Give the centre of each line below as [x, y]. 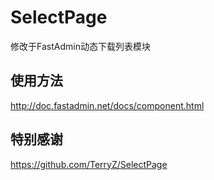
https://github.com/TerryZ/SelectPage [89, 164]
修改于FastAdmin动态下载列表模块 [80, 46]
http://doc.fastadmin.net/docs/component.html [107, 105]
